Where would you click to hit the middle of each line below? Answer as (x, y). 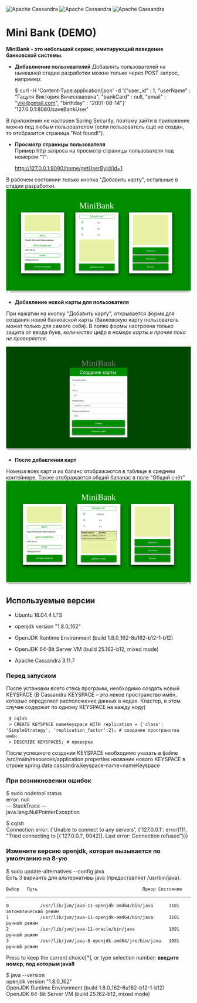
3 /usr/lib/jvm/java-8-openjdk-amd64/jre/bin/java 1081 (93, 941)
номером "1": (31, 157)
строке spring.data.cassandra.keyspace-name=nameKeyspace (83, 765)
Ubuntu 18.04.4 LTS (38, 615)
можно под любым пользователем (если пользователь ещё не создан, (95, 127)
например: (28, 79)
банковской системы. (35, 55)
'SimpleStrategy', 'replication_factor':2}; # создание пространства (93, 731)
